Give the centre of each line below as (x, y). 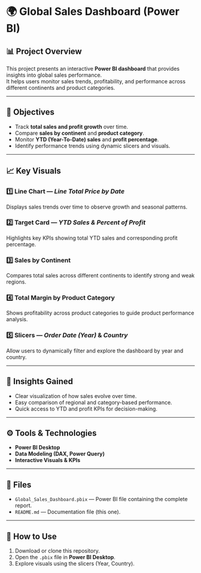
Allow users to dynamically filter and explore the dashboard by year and (95, 351)
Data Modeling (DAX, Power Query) (60, 454)
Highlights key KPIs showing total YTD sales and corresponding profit (92, 238)
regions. (16, 282)
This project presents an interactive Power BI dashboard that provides (93, 69)
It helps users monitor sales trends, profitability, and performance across (96, 81)
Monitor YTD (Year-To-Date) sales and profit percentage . (87, 139)
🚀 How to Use (31, 536)
